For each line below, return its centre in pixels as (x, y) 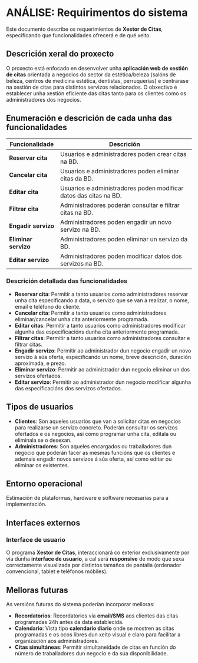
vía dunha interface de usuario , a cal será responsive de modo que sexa (95, 559)
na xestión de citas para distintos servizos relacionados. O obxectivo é (92, 87)
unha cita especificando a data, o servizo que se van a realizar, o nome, (102, 300)
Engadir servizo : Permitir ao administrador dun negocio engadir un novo (103, 350)
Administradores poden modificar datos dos (121, 256)
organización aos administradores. (57, 641)
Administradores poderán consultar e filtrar (120, 205)
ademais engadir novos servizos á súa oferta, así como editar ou (93, 459)
